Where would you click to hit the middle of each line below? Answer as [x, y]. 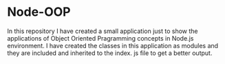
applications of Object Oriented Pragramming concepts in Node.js [100, 38]
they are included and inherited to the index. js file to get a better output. [110, 53]
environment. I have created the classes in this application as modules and [113, 45]
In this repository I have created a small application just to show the [103, 31]
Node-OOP [39, 12]
